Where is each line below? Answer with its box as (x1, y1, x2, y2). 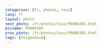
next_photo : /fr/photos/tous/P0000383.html (5, 21, 97, 26)
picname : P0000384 (5, 26, 43, 31)
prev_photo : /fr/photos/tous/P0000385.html (5, 30, 97, 35)
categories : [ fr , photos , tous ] (5, 7, 72, 12)
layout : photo (5, 16, 35, 21)
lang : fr (5, 12, 23, 17)
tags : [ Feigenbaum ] (5, 35, 46, 40)
